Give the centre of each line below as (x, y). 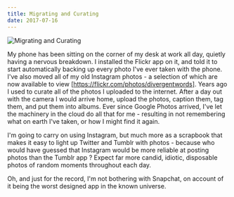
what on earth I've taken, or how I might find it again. (84, 121)
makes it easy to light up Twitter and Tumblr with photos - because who (111, 142)
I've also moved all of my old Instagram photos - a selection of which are (112, 76)
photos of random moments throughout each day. (79, 165)
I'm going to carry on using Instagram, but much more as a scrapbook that (115, 135)
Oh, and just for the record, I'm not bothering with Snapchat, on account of (116, 178)
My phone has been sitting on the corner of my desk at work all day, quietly (117, 54)
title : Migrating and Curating (53, 14)
